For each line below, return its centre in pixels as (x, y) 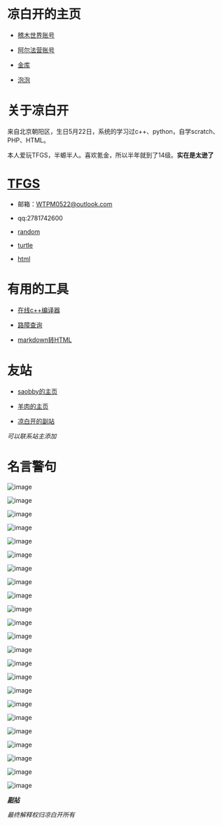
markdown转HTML (44, 340)
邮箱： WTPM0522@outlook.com (65, 204)
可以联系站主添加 (32, 436)
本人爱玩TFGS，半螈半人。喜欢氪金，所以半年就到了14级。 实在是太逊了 (111, 155)
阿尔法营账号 (36, 50)
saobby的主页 (37, 391)
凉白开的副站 (36, 421)
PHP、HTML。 (29, 140)
